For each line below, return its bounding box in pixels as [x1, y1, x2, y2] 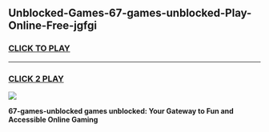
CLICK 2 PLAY [8, 73, 64, 84]
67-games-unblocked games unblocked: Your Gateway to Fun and [8, 106, 234, 115]
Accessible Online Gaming [8, 114, 98, 124]
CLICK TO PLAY [8, 43, 70, 54]
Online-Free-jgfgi [8, 19, 98, 33]
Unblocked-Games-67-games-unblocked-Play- [8, 6, 252, 20]
